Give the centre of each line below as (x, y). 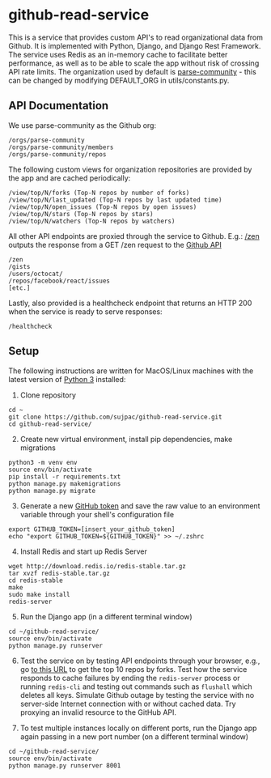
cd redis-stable (36, 580)
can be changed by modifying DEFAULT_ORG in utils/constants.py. (119, 80)
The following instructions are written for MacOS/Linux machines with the (131, 371)
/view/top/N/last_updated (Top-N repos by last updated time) (115, 200)
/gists (19, 266)
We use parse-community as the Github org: (82, 125)
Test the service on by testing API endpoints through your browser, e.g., (140, 661)
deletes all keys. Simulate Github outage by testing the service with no (137, 695)
